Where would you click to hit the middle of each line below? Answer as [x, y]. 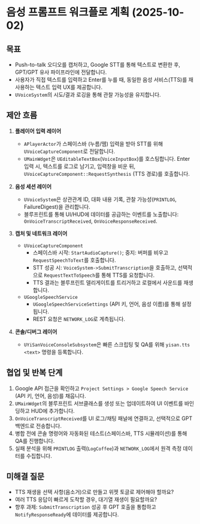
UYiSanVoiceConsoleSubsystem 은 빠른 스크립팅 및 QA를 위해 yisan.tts [107, 344]
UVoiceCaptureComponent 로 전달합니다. [69, 151]
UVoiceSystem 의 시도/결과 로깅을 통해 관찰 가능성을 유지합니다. [88, 95]
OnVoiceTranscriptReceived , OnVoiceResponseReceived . [90, 221]
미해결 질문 [25, 477]
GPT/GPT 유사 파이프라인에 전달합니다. [61, 72]
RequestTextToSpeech [70, 276]
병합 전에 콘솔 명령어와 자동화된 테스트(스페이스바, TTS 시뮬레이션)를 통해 [101, 433]
